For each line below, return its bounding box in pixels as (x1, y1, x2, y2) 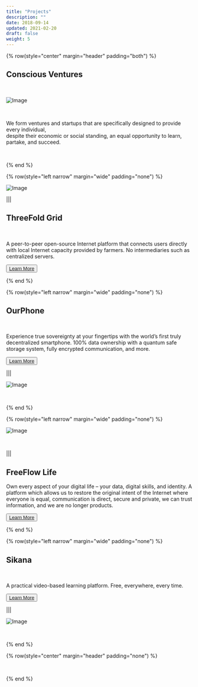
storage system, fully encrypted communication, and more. (6, 346, 151, 353)
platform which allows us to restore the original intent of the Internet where (6, 489, 189, 496)
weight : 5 (6, 36, 31, 42)
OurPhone (6, 306, 45, 316)
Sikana (6, 554, 33, 565)
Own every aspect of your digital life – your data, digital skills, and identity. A (6, 483, 192, 490)
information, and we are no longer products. (6, 502, 113, 509)
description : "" (6, 14, 46, 20)
